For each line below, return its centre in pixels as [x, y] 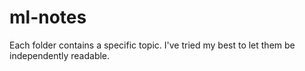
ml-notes [48, 17]
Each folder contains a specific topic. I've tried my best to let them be [152, 45]
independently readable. [60, 55]
